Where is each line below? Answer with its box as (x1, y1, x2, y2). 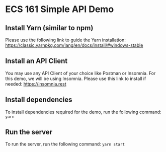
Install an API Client (5, 57, 68, 65)
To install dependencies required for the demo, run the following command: (5, 109, 162, 115)
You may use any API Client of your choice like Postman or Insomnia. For (5, 70, 156, 76)
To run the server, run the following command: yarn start (5, 141, 125, 147)
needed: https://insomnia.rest (5, 81, 66, 87)
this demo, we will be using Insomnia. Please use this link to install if (5, 75, 146, 82)
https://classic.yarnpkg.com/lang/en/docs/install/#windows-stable (5, 42, 143, 48)
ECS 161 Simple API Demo (5, 4, 114, 15)
